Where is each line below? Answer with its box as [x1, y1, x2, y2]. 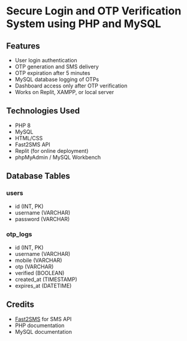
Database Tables [6, 171, 71, 181]
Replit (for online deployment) [14, 147, 89, 154]
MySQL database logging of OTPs [14, 76, 99, 83]
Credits [6, 300, 35, 310]
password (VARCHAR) [14, 215, 70, 222]
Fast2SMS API [14, 141, 50, 148]
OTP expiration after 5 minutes [14, 70, 91, 76]
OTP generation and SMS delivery [14, 63, 99, 70]
